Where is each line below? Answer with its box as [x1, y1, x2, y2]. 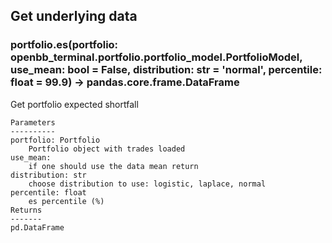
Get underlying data [10, 8, 138, 25]
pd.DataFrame [10, 222, 65, 233]
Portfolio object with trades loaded [28, 144, 186, 154]
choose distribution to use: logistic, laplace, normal [28, 179, 267, 189]
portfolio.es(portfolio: [10, 38, 119, 52]
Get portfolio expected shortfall [10, 98, 139, 110]
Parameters [10, 117, 56, 128]
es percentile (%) [28, 196, 105, 206]
